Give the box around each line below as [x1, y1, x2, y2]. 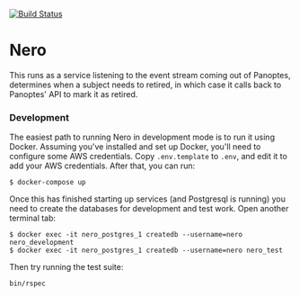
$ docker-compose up [9, 178, 87, 187]
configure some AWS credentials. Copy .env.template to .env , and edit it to [9, 151, 287, 162]
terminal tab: [9, 212, 57, 224]
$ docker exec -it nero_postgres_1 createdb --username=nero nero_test [9, 246, 283, 256]
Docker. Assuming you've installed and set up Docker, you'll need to [9, 141, 261, 152]
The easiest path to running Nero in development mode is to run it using [9, 131, 276, 143]
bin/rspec [9, 279, 47, 288]
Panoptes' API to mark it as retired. [9, 88, 138, 99]
